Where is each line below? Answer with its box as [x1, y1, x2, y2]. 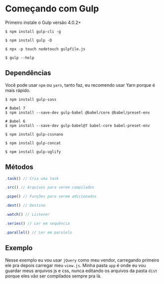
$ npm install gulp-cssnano [5, 132, 64, 137]
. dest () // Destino [5, 203, 46, 208]
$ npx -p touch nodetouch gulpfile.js [5, 46, 85, 51]
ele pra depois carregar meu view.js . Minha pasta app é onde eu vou [5, 262, 147, 268]
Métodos [5, 163, 34, 171]
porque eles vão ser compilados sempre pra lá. [5, 273, 102, 279]
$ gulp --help [5, 55, 35, 60]
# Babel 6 [5, 119, 26, 124]
